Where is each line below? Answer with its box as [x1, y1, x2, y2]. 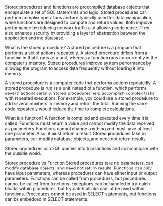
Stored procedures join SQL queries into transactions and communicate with [5, 146, 158, 151]
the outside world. [5, 150, 41, 156]
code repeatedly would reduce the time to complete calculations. [5, 106, 135, 112]
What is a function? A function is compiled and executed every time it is [5, 115, 149, 121]
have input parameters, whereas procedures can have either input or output [5, 170, 157, 176]
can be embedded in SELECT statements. [5, 196, 89, 202]
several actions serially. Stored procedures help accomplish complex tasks [5, 90, 155, 96]
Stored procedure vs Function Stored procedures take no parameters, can [5, 160, 154, 166]
